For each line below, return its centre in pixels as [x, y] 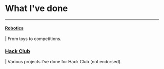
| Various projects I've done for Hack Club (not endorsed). [63, 62]
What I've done [37, 8]
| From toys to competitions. [33, 39]
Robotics [14, 28]
